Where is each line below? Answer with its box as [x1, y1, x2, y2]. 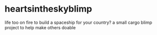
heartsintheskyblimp [4, 3, 92, 15]
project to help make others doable [4, 24, 76, 30]
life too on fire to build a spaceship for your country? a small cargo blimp [4, 19, 153, 25]
